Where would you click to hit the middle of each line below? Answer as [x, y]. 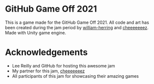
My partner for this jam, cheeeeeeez [48, 71]
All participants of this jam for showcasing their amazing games [75, 76]
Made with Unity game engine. [36, 33]
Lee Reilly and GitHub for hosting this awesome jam [63, 66]
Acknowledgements [46, 52]
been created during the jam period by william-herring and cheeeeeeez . [77, 27]
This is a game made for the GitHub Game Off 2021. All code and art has [77, 22]
